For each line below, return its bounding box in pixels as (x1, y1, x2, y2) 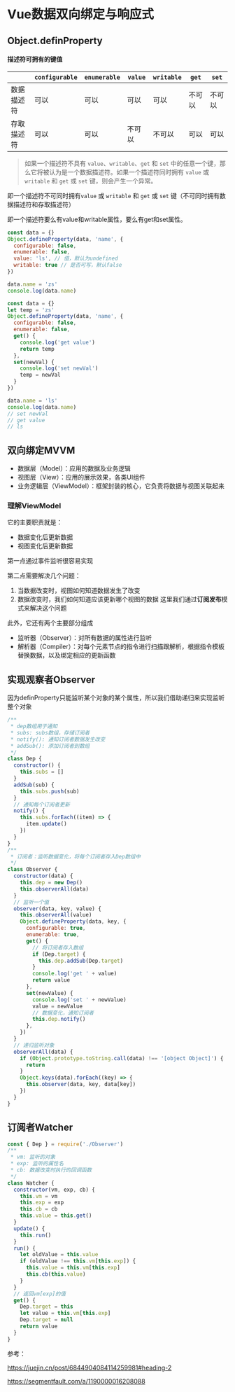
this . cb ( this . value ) (25, 1271, 86, 1278)
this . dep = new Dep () (20, 879, 83, 886)
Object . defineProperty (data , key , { (20, 918, 127, 925)
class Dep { (7, 756, 42, 763)
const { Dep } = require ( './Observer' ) (7, 1141, 124, 1148)
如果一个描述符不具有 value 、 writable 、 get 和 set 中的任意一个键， (24, 159, 220, 167)
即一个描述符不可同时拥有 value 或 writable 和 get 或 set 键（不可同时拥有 (7, 191, 220, 200)
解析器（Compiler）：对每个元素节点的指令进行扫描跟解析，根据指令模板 (17, 642, 225, 651)
